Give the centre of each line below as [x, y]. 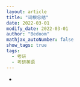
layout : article [26, 12]
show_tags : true [26, 46]
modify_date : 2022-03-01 [37, 28]
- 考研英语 [23, 62]
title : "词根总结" [28, 17]
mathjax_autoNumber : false [40, 40]
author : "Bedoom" [28, 34]
